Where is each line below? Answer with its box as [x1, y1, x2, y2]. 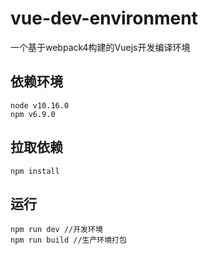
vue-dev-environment [10, 7, 198, 30]
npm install [10, 166, 60, 176]
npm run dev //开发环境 [10, 225, 103, 235]
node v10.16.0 [10, 100, 70, 111]
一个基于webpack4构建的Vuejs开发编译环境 [10, 41, 191, 53]
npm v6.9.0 [10, 109, 56, 119]
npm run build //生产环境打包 [10, 235, 127, 246]
